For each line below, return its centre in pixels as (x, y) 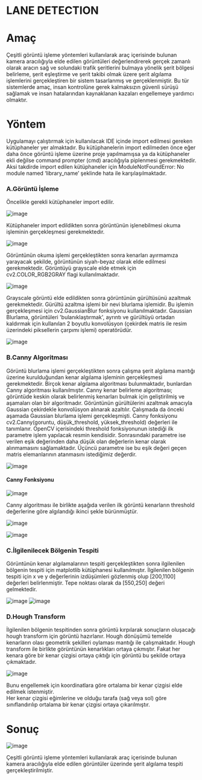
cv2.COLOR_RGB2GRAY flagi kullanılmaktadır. (63, 275)
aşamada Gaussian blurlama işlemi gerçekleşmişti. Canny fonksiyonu (92, 415)
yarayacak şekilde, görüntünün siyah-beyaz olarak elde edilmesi (86, 262)
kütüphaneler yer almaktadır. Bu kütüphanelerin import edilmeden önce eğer (101, 148)
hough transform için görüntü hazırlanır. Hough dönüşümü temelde (89, 636)
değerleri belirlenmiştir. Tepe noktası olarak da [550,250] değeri (85, 583)
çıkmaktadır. (21, 662)
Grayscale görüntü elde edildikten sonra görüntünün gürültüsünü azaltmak (99, 298)
